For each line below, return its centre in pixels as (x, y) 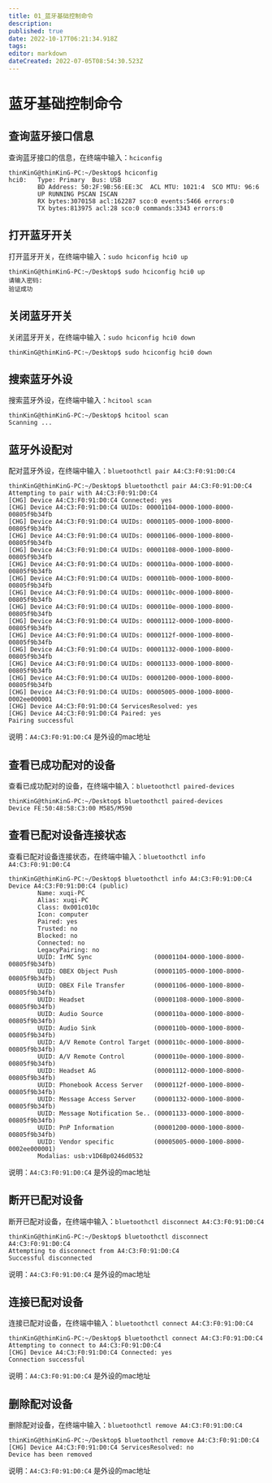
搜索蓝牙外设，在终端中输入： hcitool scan (80, 400)
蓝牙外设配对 (41, 450)
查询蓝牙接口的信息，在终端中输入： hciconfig (85, 157)
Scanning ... (30, 423)
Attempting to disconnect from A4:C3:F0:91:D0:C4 (94, 1251)
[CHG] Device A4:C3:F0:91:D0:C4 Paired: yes (85, 714)
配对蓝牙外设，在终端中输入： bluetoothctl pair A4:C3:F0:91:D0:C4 (122, 471)
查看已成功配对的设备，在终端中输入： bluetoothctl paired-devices (122, 785)
